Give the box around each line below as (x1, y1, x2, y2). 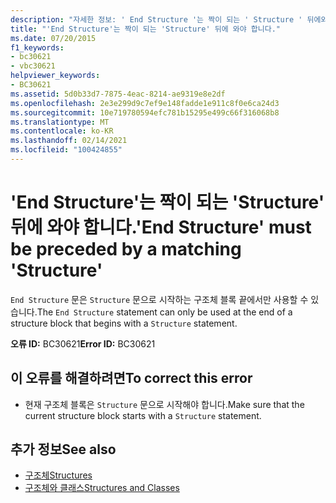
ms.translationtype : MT (10, 117, 110, 127)
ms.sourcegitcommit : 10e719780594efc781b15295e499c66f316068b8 (10, 107, 280, 118)
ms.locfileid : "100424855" (10, 145, 123, 155)
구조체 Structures (24, 469, 93, 481)
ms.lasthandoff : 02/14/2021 (10, 136, 128, 146)
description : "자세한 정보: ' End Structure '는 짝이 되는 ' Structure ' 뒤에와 (10, 14, 328, 25)
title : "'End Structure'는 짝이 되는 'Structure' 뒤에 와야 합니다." (10, 24, 281, 34)
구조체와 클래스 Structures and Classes (24, 482, 180, 494)
